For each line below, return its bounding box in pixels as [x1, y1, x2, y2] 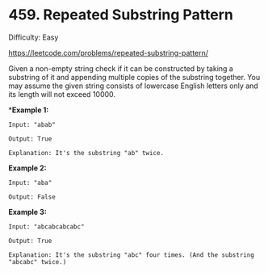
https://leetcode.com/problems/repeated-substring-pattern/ [8, 48, 208, 57]
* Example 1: [8, 105, 49, 115]
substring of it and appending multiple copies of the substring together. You [8, 72, 261, 82]
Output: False [8, 192, 57, 201]
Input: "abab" [8, 120, 57, 128]
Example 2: [8, 163, 47, 173]
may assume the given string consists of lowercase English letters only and [8, 81, 258, 90]
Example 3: [8, 207, 47, 216]
